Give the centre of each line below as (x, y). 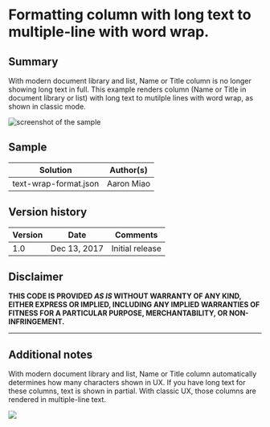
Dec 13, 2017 (78, 248)
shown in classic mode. (47, 107)
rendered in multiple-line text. (57, 400)
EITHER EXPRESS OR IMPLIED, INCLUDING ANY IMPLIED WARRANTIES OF (134, 305)
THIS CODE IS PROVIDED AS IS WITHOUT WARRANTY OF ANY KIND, (125, 296)
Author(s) (129, 170)
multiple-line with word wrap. (109, 32)
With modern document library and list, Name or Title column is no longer (130, 81)
